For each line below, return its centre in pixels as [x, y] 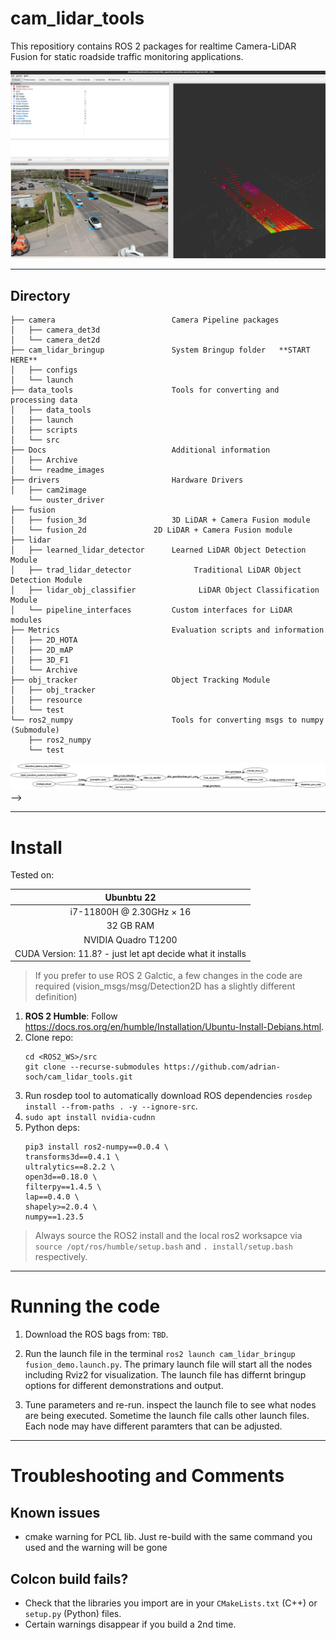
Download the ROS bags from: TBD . [96, 1334]
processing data [44, 400]
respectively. [61, 1257]
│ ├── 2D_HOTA [44, 640]
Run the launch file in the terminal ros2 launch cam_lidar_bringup [160, 1354]
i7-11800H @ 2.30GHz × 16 [130, 912]
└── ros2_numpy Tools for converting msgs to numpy [167, 720]
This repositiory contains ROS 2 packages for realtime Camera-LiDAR [153, 46]
